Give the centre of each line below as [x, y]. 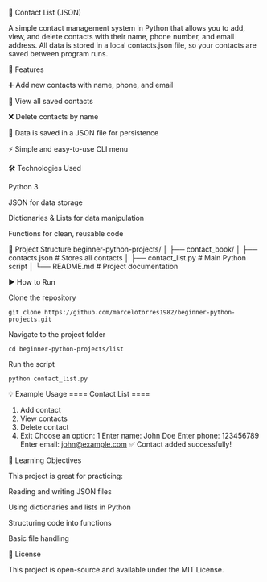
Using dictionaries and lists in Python [70, 507]
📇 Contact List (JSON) [45, 12]
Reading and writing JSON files [60, 491]
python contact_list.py [48, 379]
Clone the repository [42, 297]
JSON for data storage [45, 202]
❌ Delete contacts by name [53, 116]
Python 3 [23, 187]
